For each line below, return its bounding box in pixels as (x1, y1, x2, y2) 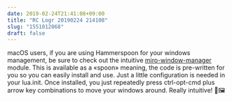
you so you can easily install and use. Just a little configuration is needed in (7, 71, 226, 79)
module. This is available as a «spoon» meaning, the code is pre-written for (7, 63, 226, 72)
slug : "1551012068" (7, 23, 64, 30)
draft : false (7, 29, 46, 37)
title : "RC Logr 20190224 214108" (7, 17, 109, 24)
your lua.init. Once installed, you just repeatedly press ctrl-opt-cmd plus (7, 78, 215, 87)
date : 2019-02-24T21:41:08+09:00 (7, 10, 105, 17)
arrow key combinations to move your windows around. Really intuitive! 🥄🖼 (7, 86, 226, 95)
